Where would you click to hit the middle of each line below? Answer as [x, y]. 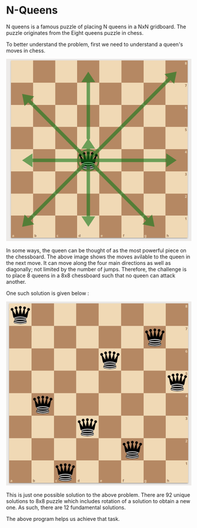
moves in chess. [26, 50]
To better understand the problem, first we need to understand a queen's [95, 44]
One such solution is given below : [48, 293]
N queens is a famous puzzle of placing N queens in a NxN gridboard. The [96, 27]
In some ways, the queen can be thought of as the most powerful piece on [96, 250]
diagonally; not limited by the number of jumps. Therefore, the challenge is [96, 269]
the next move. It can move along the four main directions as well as [89, 263]
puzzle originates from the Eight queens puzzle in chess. [75, 32]
